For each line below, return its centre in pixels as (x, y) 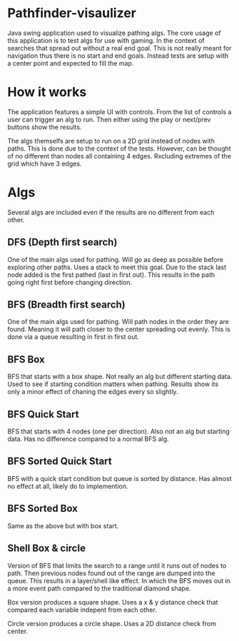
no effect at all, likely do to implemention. (68, 486)
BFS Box (26, 359)
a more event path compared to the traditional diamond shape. (99, 588)
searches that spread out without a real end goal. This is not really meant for (119, 48)
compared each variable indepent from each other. (82, 610)
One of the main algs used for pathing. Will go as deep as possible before (115, 259)
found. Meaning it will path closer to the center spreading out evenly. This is (119, 329)
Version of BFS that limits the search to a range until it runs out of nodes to (117, 565)
